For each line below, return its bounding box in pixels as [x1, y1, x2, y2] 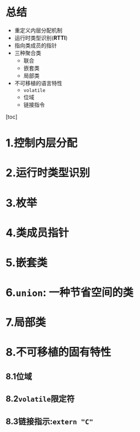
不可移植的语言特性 [14, 79, 63, 86]
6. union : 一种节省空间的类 [5, 286, 134, 300]
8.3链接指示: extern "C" [5, 416, 94, 427]
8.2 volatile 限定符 [5, 394, 75, 404]
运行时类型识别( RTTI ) [14, 34, 68, 41]
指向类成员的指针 [14, 42, 57, 49]
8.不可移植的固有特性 [5, 346, 111, 359]
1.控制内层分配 [5, 137, 78, 150]
